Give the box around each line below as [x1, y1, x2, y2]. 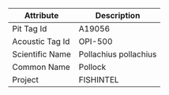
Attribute [24, 10, 59, 20]
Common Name [12, 62, 71, 72]
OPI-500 [78, 36, 113, 46]
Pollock [78, 62, 107, 72]
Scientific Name [12, 49, 71, 60]
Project [12, 75, 39, 85]
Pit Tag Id [12, 24, 47, 34]
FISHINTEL [78, 75, 120, 85]
